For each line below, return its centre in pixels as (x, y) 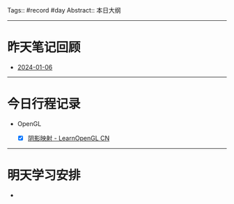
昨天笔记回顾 (44, 48)
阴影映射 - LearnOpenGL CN (69, 138)
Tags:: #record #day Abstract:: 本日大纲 (64, 10)
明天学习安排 (44, 175)
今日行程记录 (44, 104)
